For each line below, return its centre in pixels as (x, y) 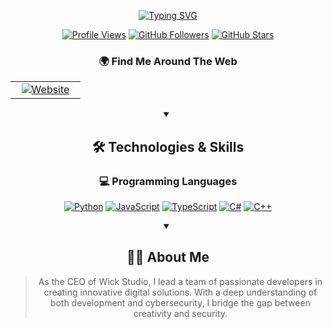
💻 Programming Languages (168, 181)
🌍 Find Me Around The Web (168, 61)
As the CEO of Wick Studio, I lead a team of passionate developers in (180, 281)
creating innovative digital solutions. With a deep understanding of (180, 292)
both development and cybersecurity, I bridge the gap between (180, 302)
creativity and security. (180, 313)
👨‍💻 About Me (168, 257)
